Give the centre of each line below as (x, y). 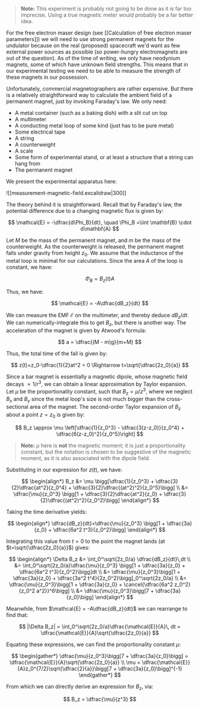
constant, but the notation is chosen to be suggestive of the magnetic (106, 452)
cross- (174, 399)
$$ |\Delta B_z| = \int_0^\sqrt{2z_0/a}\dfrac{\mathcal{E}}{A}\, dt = (100, 626)
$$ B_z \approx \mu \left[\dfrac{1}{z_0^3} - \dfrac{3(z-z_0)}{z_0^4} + (100, 427)
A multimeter (30, 119)
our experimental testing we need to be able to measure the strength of (94, 71)
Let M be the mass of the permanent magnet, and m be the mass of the (94, 240)
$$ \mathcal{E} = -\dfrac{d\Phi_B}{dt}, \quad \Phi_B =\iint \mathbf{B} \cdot (100, 222)
